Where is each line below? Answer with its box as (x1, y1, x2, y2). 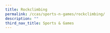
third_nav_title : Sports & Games (5, 20, 74, 26)
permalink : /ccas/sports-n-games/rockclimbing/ (5, 12, 106, 16)
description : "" (5, 16, 39, 21)
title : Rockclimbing (5, 7, 48, 12)
